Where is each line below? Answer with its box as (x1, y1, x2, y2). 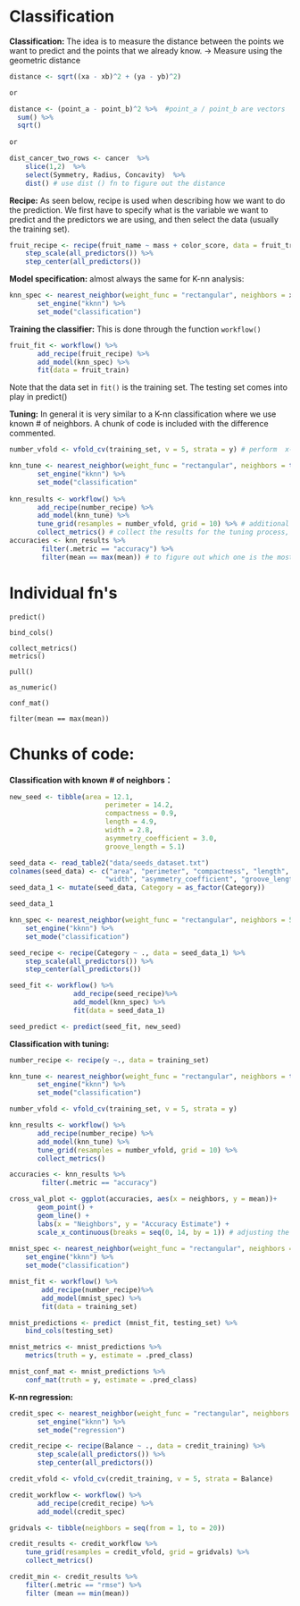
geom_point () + (37, 1203, 94, 1213)
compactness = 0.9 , (104, 809, 178, 818)
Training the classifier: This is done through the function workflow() (9, 324, 262, 334)
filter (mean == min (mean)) (25, 1589, 129, 1598)
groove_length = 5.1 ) (104, 842, 186, 851)
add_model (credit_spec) (37, 1507, 126, 1517)
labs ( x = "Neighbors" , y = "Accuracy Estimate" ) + (37, 1219, 229, 1229)
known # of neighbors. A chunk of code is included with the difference (9, 418, 270, 429)
